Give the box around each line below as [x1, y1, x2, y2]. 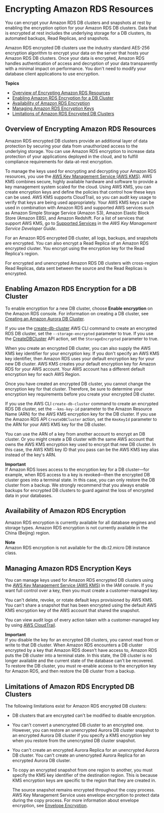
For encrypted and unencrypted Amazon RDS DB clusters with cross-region [5, 260, 158, 266]
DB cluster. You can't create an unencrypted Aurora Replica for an [12, 752, 146, 758]
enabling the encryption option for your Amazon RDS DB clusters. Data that [5, 25, 157, 30]
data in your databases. [5, 493, 53, 498]
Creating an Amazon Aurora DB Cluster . [5, 316, 85, 321]
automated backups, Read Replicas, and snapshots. [5, 35, 110, 41]
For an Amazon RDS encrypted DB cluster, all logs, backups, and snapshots [5, 235, 158, 241]
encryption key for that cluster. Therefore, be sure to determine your [5, 386, 143, 392]
